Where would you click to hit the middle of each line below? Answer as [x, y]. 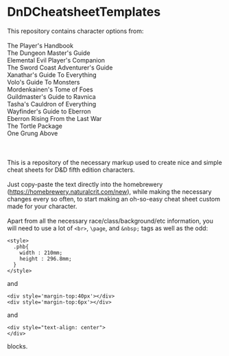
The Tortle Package [35, 126]
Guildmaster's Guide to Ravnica [51, 96]
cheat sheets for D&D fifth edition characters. [71, 170]
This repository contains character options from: [75, 31]
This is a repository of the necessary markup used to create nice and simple [115, 162]
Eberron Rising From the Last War [55, 118]
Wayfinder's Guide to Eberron [49, 111]
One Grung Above [33, 133]
